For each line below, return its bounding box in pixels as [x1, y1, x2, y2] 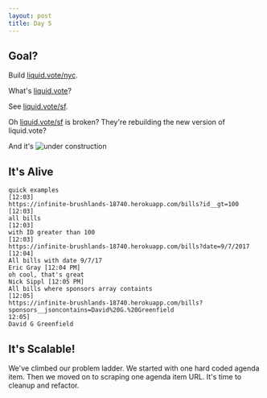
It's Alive [8, 164, 54, 178]
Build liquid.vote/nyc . [8, 70, 78, 81]
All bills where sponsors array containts [8, 285, 153, 293]
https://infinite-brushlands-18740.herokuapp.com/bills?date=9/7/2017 [8, 243, 250, 251]
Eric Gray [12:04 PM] [8, 263, 81, 272]
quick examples [8, 186, 60, 194]
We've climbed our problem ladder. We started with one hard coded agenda [8, 363, 260, 373]
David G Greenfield [8, 320, 74, 329]
